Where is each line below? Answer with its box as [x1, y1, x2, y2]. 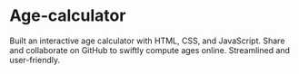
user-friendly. [9, 54, 61, 65]
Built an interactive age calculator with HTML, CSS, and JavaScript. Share [9, 35, 285, 46]
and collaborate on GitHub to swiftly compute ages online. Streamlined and [9, 44, 291, 55]
